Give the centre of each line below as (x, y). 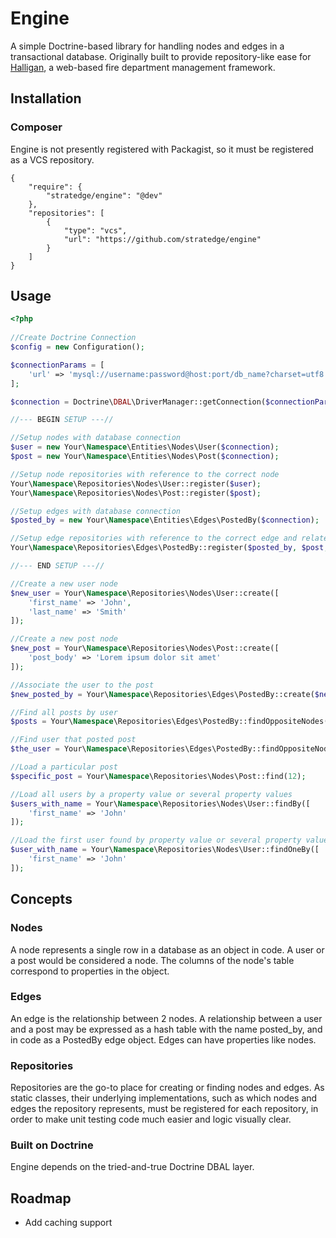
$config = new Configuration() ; (77, 347)
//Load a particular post (64, 767)
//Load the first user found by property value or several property (156, 840)
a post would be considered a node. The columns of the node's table (152, 960)
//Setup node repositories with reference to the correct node (145, 474)
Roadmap (41, 1198)
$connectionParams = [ (57, 365)
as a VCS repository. (52, 159)
